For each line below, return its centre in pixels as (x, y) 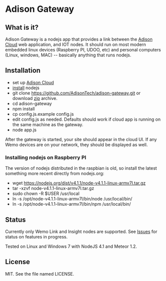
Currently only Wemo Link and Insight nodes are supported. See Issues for (81, 232)
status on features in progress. (36, 236)
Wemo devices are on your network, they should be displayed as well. (77, 144)
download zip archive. (35, 98)
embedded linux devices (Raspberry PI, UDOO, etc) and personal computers (83, 50)
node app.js (24, 130)
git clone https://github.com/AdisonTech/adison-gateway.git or (76, 93)
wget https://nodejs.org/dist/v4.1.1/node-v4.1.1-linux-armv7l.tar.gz (79, 183)
